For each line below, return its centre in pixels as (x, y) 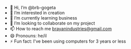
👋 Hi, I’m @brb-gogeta (33, 8)
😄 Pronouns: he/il (28, 36)
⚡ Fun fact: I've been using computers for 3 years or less (68, 41)
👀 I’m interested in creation (37, 13)
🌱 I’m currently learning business (43, 18)
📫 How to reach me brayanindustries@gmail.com (61, 29)
